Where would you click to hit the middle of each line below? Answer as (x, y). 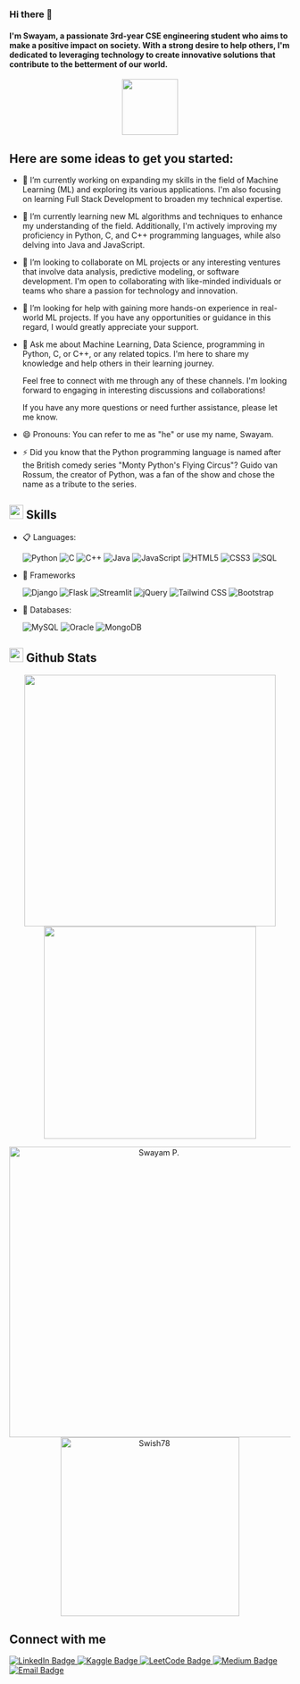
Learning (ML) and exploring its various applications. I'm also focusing (151, 189)
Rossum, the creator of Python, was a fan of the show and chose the (148, 474)
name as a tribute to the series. (79, 484)
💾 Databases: (46, 609)
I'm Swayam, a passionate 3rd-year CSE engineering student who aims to (149, 36)
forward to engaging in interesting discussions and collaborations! (144, 390)
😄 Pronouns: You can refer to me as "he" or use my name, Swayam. (148, 434)
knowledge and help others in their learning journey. (118, 363)
